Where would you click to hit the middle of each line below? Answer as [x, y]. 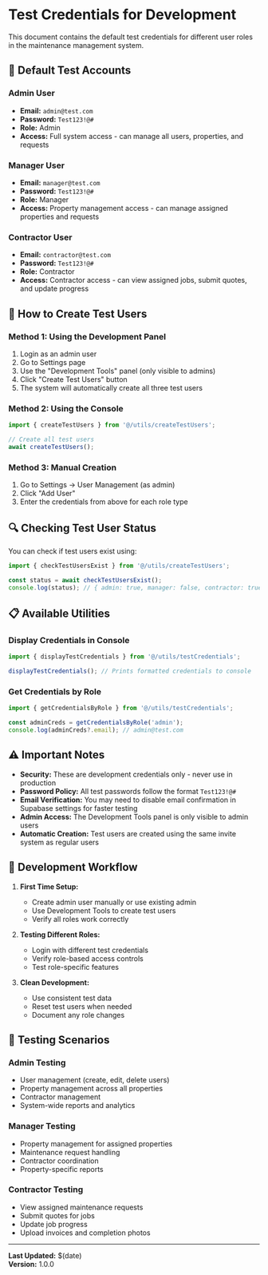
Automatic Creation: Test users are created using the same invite [128, 833]
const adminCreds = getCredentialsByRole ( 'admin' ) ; [96, 723]
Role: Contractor [47, 272]
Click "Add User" [47, 494]
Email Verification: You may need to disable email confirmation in [128, 800]
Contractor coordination [59, 1161]
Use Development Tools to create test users [104, 910]
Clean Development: [55, 982]
